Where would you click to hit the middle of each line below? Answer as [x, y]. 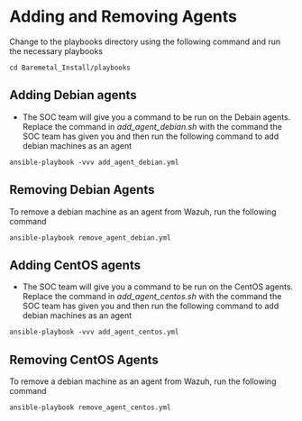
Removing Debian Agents [82, 190]
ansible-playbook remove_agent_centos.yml [90, 407]
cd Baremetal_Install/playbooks [70, 68]
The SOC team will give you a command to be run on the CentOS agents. [158, 287]
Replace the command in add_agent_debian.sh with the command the [152, 126]
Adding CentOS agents [75, 265]
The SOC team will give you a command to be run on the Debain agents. [156, 117]
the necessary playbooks [56, 50]
